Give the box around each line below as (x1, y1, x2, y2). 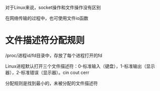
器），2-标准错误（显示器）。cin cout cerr (5, 69, 90, 75)
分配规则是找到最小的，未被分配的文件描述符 (5, 80, 98, 86)
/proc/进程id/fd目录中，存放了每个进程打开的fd (5, 52, 102, 58)
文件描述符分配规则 (5, 35, 85, 47)
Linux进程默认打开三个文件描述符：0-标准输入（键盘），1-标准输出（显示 (5, 63, 155, 69)
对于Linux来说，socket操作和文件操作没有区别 (5, 5, 101, 10)
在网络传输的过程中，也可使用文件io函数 (5, 15, 89, 21)
